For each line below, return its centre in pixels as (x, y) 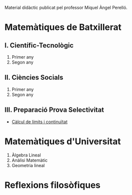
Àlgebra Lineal (26, 155)
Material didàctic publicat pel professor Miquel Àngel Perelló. (66, 8)
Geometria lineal (28, 165)
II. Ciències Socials (34, 77)
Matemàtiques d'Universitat (63, 141)
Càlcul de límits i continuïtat (40, 122)
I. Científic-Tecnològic (39, 45)
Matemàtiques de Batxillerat (63, 27)
